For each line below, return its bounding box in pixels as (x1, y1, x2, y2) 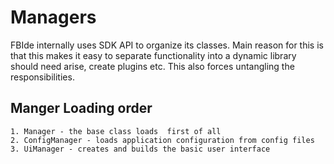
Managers (10, 6, 97, 29)
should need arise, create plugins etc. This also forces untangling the (10, 60, 295, 72)
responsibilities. (10, 71, 75, 83)
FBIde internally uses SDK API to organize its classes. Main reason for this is (10, 39, 324, 51)
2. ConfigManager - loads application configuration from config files (10, 135, 315, 145)
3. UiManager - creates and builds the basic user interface (10, 144, 271, 154)
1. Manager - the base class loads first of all (10, 126, 222, 136)
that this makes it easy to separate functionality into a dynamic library (10, 49, 297, 61)
